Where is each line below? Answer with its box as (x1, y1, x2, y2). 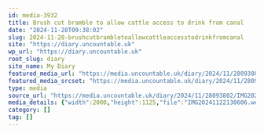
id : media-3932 (8, 11, 58, 20)
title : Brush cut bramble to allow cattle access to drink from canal (8, 19, 244, 27)
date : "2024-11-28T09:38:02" (8, 26, 104, 34)
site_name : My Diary (8, 63, 76, 70)
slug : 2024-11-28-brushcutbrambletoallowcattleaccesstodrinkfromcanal (8, 33, 244, 41)
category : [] (8, 106, 51, 114)
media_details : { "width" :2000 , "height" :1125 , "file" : (8, 99, 185, 106)
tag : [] (8, 113, 34, 121)
